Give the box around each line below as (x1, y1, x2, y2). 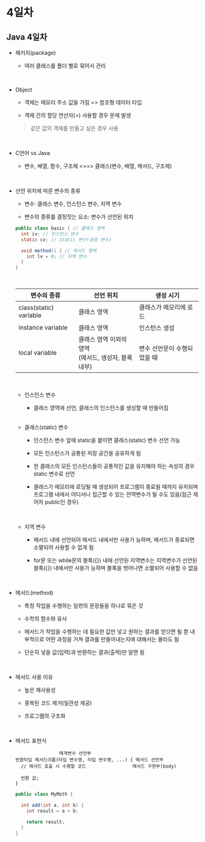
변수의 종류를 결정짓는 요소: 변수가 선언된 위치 (24, 213, 134, 220)
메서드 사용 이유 (15, 674, 53, 681)
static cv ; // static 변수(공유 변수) (21, 236, 112, 243)
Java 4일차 (6, 32, 48, 42)
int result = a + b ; (26, 808, 79, 814)
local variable (18, 348, 57, 357)
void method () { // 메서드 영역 (21, 248, 97, 254)
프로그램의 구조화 (24, 712, 66, 720)
